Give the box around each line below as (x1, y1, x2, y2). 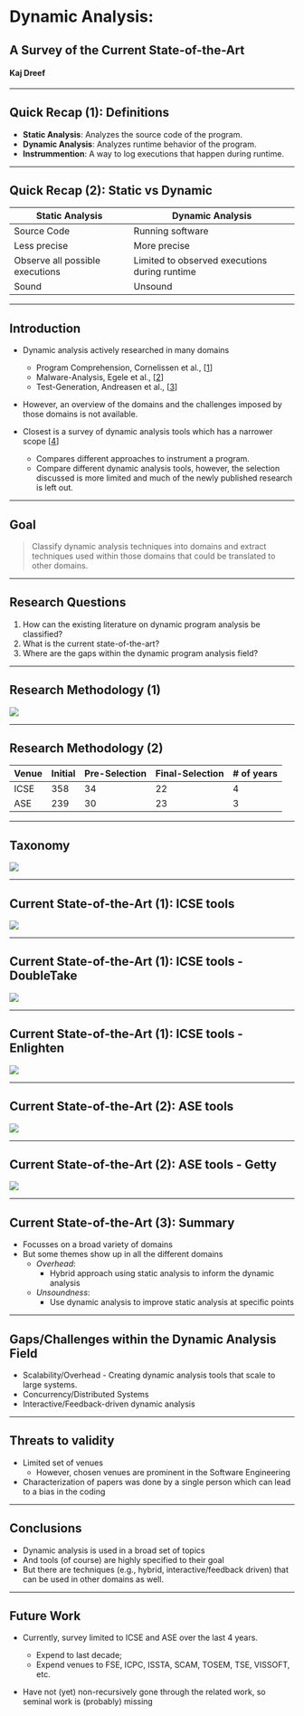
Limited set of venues (22, 1457, 104, 1468)
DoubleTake (9, 968, 78, 984)
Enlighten (9, 1041, 65, 1056)
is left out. (35, 482, 74, 493)
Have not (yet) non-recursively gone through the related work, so (22, 1686, 266, 1698)
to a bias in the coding (22, 1486, 106, 1497)
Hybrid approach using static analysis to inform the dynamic (49, 1268, 274, 1279)
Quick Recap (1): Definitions (9, 105, 170, 120)
